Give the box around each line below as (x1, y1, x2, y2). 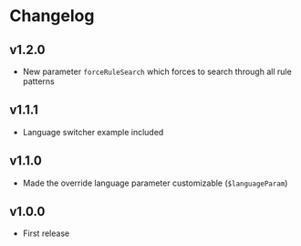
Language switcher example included (22, 126, 164, 137)
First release (22, 228, 70, 239)
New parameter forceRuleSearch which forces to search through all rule (22, 66, 292, 77)
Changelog (9, 5, 95, 27)
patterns (22, 76, 55, 87)
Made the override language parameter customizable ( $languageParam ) (22, 177, 288, 188)
